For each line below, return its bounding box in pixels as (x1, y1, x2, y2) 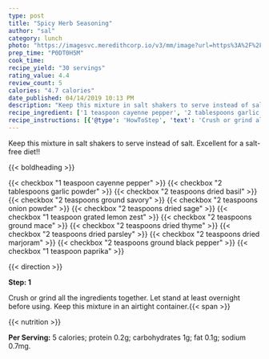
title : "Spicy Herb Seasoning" (8, 19, 113, 27)
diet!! (23, 146, 41, 157)
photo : (8, 42, 30, 50)
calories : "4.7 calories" (8, 86, 94, 95)
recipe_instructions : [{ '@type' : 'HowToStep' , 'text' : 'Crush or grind (8, 116, 252, 124)
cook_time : (8, 57, 45, 65)
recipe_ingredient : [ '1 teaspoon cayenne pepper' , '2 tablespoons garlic (8, 109, 260, 117)
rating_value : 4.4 (8, 71, 70, 80)
